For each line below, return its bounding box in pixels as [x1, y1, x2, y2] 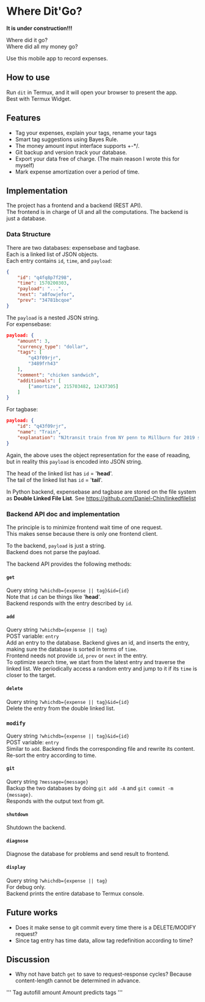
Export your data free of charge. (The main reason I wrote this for [15, 155, 180, 163]
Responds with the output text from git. [6, 797, 105, 805]
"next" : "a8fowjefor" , [17, 291, 75, 298]
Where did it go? [6, 36, 48, 43]
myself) [15, 161, 35, 169]
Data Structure [6, 230, 51, 239]
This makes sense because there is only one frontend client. [6, 530, 158, 537]
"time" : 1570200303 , [17, 280, 70, 287]
